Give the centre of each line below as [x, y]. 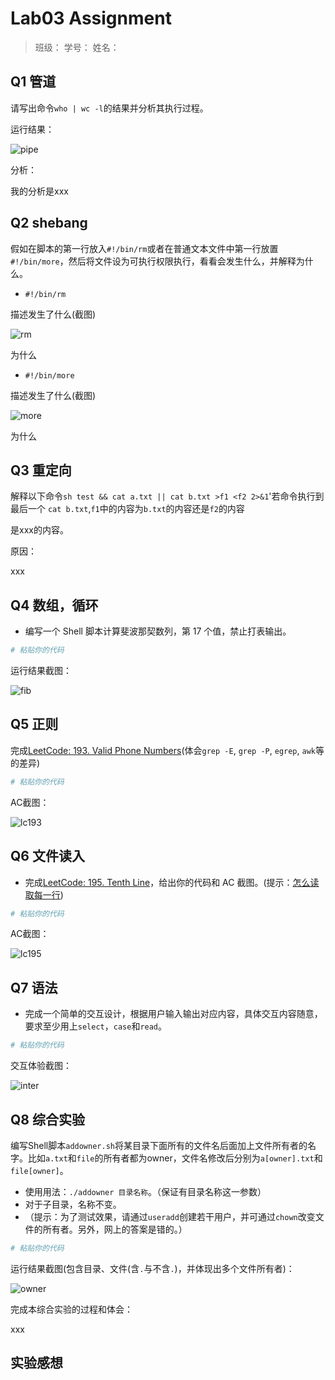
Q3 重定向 [41, 470]
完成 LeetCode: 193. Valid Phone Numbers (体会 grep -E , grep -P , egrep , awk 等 [167, 750]
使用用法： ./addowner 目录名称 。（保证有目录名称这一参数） [145, 1191]
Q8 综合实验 [47, 1119]
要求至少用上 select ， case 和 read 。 [96, 1026]
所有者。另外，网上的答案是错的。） [115, 1229]
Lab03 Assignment [91, 18]
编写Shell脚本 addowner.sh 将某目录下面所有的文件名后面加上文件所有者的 [159, 1145]
